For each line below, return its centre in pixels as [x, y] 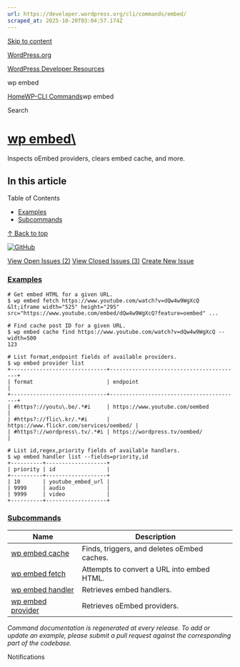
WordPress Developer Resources [56, 68]
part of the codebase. [40, 643]
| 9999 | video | [59, 494]
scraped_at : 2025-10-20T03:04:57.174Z [65, 21]
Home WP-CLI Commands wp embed [61, 96]
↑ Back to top [28, 233]
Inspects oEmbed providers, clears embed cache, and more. [96, 158]
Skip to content [30, 41]
